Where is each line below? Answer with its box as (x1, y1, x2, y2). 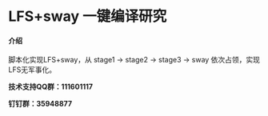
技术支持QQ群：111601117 (8, 82, 94, 92)
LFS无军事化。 (8, 65, 57, 74)
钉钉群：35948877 (8, 99, 73, 109)
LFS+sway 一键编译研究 (8, 7, 167, 26)
